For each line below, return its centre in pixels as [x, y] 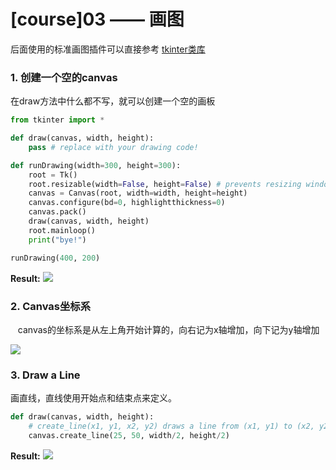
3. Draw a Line [45, 375]
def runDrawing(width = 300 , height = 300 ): [96, 165]
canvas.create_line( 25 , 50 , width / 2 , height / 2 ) [129, 435]
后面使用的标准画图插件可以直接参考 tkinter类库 [108, 49]
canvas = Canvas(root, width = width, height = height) [138, 193]
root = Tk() [53, 175]
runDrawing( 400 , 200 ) [55, 258]
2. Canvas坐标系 [51, 306]
